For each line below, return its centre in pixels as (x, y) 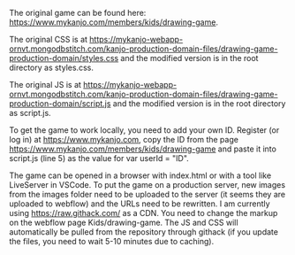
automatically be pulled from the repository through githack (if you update (144, 232)
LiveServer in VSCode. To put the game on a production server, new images (147, 185)
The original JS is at (45, 85)
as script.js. (30, 113)
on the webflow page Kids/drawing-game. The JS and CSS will (124, 222)
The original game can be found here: (78, 13)
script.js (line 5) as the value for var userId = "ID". (99, 158)
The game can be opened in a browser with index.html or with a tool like (140, 175)
